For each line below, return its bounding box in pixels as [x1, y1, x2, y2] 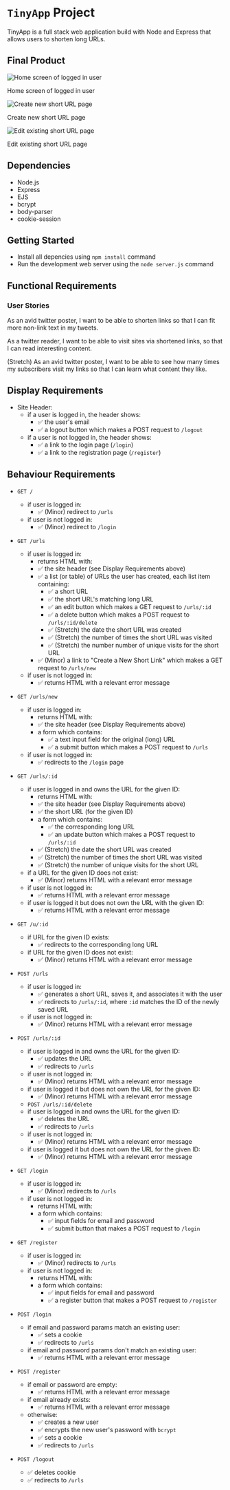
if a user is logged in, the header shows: [27, 410, 141, 418]
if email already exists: [27, 1395, 91, 1403]
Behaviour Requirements [7, 469, 115, 480]
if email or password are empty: [27, 1380, 117, 1388]
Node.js [16, 178, 40, 187]
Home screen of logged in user [7, 86, 95, 94]
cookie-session [16, 215, 61, 223]
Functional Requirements [7, 280, 117, 292]
